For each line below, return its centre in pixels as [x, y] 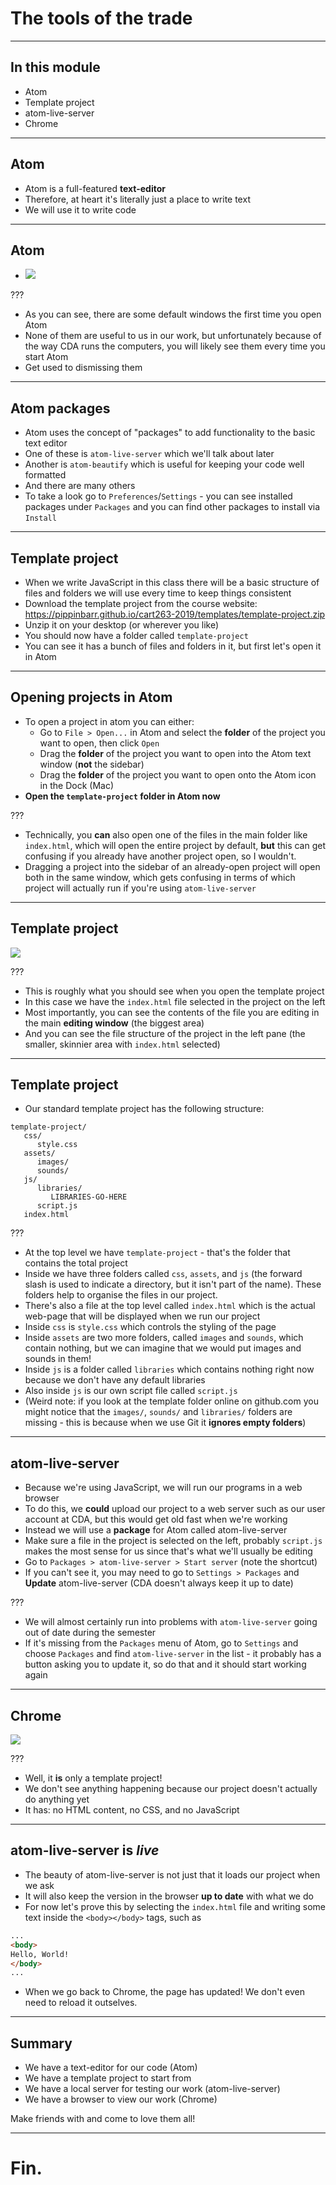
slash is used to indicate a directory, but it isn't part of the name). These [173, 1284]
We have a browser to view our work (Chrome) [121, 2099]
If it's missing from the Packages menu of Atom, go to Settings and [161, 1643]
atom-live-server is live [85, 1850]
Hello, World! [40, 1954]
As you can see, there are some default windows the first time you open [173, 314]
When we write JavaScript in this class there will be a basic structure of [172, 582]
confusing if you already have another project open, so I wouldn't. [160, 856]
